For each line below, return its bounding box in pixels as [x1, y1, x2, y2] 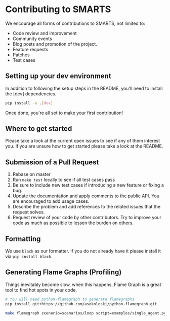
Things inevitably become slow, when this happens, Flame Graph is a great [5, 281, 161, 288]
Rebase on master [12, 171, 51, 177]
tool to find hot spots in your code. [5, 287, 77, 293]
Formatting [5, 234, 41, 243]
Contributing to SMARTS [5, 4, 111, 15]
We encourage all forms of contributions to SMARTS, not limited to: [5, 20, 145, 26]
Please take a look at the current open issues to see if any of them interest [5, 138, 160, 144]
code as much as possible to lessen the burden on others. [12, 220, 134, 226]
